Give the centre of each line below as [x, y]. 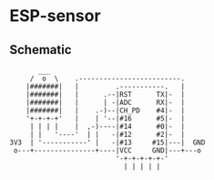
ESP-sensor [56, 16]
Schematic [41, 50]
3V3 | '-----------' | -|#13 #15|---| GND [107, 143]
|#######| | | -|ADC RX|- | [105, 102]
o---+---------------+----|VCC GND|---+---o [107, 151]
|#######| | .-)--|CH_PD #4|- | [105, 111]
